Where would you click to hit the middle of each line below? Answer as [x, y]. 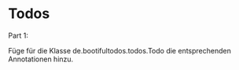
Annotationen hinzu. [41, 59]
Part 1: [18, 35]
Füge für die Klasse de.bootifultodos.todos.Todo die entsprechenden [120, 50]
